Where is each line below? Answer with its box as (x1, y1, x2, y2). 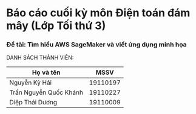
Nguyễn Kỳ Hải (9, 78, 52, 87)
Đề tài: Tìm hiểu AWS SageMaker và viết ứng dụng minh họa (6, 40, 187, 49)
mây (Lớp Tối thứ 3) (6, 19, 106, 33)
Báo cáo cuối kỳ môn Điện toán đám (6, 6, 191, 20)
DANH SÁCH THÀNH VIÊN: (6, 54, 74, 62)
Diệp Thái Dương (9, 98, 58, 107)
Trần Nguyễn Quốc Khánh (9, 88, 84, 97)
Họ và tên (32, 68, 61, 77)
